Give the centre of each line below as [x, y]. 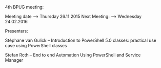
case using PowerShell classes [36, 45]
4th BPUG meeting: [24, 7]
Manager [14, 60]
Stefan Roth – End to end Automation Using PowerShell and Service [73, 55]
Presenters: [17, 31]
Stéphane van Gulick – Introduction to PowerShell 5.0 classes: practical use [81, 40]
